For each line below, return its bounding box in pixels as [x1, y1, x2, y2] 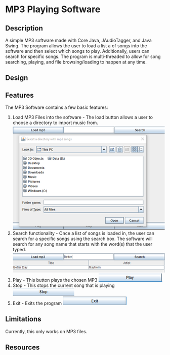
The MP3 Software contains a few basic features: [5, 104, 108, 110]
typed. [12, 246, 26, 252]
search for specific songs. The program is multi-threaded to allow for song [5, 53, 161, 60]
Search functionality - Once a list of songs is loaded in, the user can [12, 230, 154, 236]
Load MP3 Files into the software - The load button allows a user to [12, 114, 153, 121]
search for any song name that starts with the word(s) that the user [12, 241, 153, 247]
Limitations [5, 315, 41, 323]
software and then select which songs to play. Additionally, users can [5, 48, 150, 54]
